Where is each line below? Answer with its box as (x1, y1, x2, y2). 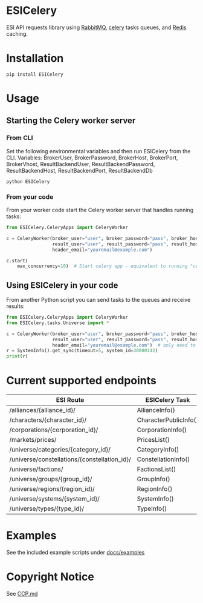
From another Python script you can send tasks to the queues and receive (6, 296, 191, 304)
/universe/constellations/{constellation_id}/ (9, 455, 131, 464)
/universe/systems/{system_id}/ (9, 495, 100, 503)
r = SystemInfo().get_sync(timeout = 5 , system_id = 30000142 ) (6, 348, 158, 354)
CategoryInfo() (137, 445, 179, 454)
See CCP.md (6, 590, 38, 598)
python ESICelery (6, 178, 50, 185)
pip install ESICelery (6, 71, 63, 78)
